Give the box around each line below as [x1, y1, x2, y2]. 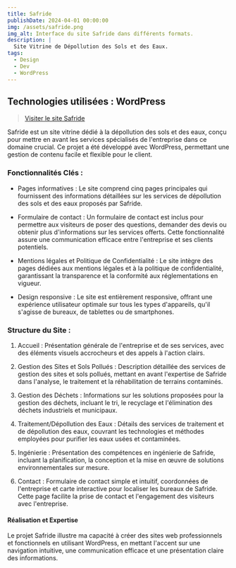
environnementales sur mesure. [17, 463, 110, 471]
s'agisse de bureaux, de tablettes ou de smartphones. [17, 308, 175, 316]
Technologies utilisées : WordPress [7, 95, 166, 107]
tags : [7, 50, 23, 57]
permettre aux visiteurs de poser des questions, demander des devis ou [17, 220, 227, 229]
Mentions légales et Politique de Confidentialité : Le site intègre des [17, 256, 213, 265]
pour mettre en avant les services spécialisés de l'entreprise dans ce [7, 135, 207, 144]
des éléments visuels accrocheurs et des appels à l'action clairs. [17, 349, 206, 357]
